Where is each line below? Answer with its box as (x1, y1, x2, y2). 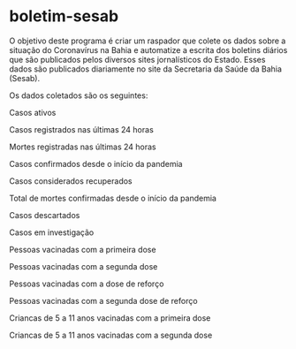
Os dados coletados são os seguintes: (9, 90, 148, 101)
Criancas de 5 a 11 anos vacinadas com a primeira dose (9, 312, 211, 323)
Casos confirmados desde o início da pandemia (9, 158, 183, 169)
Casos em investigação (9, 227, 95, 238)
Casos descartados (9, 209, 80, 220)
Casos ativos (9, 107, 57, 118)
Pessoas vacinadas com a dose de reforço (9, 278, 164, 289)
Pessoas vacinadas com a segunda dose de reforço (9, 295, 198, 306)
